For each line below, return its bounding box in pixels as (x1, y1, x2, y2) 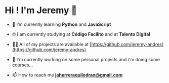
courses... (12, 62, 33, 68)
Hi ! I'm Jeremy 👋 (5, 5, 77, 16)
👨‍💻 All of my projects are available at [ (12, 41, 92, 47)
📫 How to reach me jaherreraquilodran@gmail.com (12, 72, 123, 78)
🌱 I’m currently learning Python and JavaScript (12, 21, 111, 27)
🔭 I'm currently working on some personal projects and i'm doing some (12, 56, 160, 62)
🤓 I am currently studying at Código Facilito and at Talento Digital (12, 31, 150, 37)
